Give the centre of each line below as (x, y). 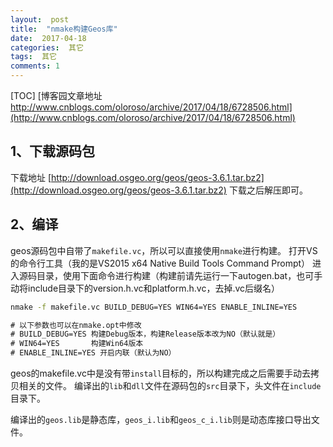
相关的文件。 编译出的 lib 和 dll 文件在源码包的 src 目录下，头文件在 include (170, 385)
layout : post (40, 19)
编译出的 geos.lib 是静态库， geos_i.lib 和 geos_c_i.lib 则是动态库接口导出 (161, 419)
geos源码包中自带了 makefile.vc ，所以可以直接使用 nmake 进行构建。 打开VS (164, 250)
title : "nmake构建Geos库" (64, 29)
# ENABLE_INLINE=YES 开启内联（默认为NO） (93, 353)
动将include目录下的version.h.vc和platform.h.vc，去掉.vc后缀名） (145, 288)
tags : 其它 (33, 57)
